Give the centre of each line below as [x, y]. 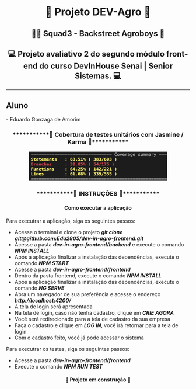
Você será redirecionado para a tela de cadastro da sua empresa [92, 319]
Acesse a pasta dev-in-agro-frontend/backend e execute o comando [99, 244]
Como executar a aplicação [98, 208]
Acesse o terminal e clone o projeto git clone [69, 232]
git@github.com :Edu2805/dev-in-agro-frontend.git [79, 238]
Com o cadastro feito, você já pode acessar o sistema [79, 338]
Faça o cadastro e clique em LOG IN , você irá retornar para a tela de [96, 325]
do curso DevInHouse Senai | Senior [106, 66]
